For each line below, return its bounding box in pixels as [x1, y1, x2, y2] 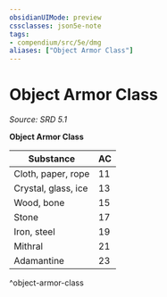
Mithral [13, 240, 43, 252]
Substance [28, 153, 76, 165]
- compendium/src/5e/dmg [9, 37, 102, 47]
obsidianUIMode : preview [9, 12, 102, 22]
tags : [9, 29, 29, 38]
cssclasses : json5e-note [9, 21, 102, 30]
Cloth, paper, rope [13, 168, 90, 180]
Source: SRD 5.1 [9, 114, 68, 125]
